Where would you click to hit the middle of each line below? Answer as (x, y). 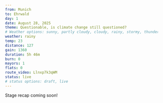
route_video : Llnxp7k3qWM (31, 73)
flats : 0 (14, 68)
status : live (18, 77)
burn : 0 (13, 59)
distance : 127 (19, 45)
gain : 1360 (16, 50)
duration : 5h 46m (23, 54)
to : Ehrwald (17, 14)
